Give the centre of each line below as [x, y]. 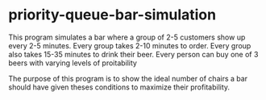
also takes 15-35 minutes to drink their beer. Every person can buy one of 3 [133, 54]
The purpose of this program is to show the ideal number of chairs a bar [128, 78]
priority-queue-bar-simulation [112, 15]
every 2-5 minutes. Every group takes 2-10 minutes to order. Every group [130, 45]
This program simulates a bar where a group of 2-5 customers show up [127, 37]
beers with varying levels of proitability [73, 63]
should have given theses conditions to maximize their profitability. [119, 87]
